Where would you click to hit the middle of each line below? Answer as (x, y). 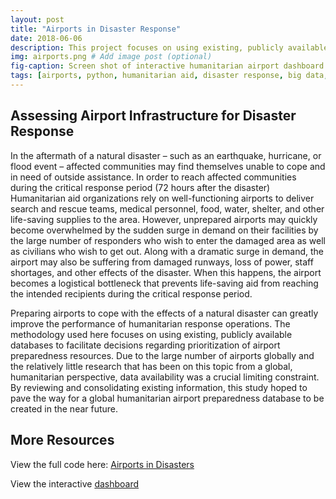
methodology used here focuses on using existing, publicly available (151, 334)
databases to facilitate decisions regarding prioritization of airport (145, 345)
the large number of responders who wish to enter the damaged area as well (168, 240)
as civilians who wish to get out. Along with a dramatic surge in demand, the (167, 251)
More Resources (62, 440)
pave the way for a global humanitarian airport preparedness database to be (167, 398)
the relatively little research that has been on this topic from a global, (151, 366)
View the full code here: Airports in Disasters (102, 464)
